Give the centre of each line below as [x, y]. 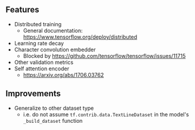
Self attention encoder [42, 69]
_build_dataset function [53, 120]
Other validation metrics [44, 62]
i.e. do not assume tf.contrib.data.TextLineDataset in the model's [106, 114]
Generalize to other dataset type [54, 108]
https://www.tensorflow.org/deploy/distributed [80, 37]
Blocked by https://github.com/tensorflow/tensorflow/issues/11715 [104, 55]
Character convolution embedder [55, 49]
